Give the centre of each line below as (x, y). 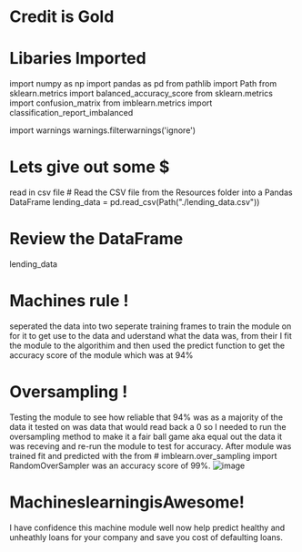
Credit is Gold (62, 17)
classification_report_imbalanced (71, 113)
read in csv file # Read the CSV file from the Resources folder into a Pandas (151, 192)
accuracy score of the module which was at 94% (101, 355)
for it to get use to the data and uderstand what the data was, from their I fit (151, 335)
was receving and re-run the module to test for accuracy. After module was (151, 446)
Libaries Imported (78, 59)
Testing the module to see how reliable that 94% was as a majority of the (146, 417)
